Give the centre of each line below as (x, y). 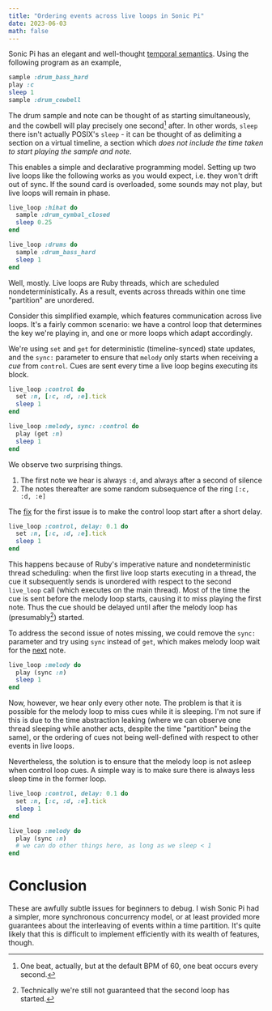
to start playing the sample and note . (70, 151)
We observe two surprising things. (66, 464)
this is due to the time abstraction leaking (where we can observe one (125, 720)
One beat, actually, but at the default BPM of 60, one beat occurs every (139, 966)
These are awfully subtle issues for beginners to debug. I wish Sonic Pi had (134, 908)
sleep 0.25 (34, 223)
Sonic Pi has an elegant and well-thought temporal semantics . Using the (129, 54)
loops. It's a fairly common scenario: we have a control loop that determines (135, 324)
